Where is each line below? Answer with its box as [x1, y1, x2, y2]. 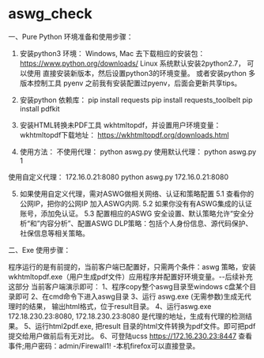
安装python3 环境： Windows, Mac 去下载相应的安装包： [19, 48, 206, 58]
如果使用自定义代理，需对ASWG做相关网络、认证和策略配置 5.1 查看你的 [19, 189, 255, 198]
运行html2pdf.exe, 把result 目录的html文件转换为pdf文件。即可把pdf [35, 321, 256, 330]
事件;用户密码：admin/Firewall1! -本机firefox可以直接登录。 [8, 341, 200, 350]
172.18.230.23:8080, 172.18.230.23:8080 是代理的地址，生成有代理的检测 [8, 311, 246, 321]
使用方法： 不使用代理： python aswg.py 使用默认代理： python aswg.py [19, 147, 257, 156]
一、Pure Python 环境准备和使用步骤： [8, 32, 134, 41]
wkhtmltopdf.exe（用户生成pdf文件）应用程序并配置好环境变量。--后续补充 [8, 272, 253, 281]
